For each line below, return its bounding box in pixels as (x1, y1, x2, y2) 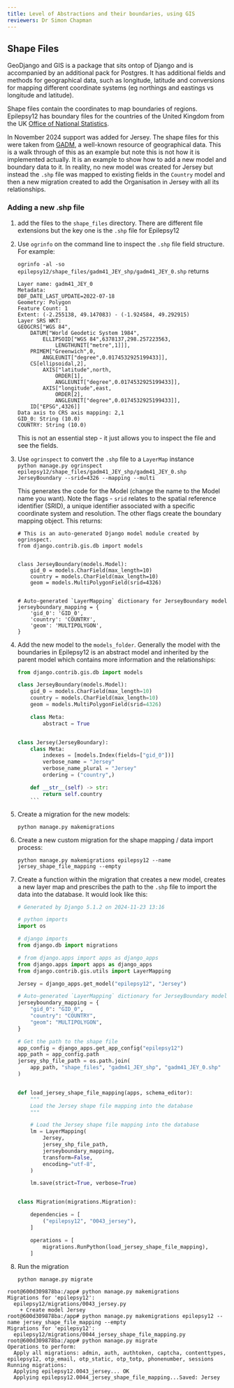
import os (17, 923, 47, 930)
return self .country (43, 790, 103, 797)
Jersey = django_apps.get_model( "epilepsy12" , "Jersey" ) (17, 980, 187, 987)
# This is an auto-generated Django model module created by (17, 530, 200, 537)
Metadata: (17, 287, 47, 294)
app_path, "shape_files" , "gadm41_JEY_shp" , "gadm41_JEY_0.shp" (30, 1064, 221, 1071)
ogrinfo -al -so (17, 261, 65, 268)
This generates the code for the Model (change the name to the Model (17, 486, 220, 495)
